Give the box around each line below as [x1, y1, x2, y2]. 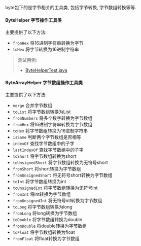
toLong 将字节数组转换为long [12, 204, 73, 210]
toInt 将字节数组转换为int [12, 179, 66, 185]
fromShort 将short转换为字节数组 [12, 166, 81, 172]
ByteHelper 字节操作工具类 [5, 17, 62, 23]
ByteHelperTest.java [25, 67, 67, 74]
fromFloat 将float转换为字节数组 [12, 235, 80, 242]
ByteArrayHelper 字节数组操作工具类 [5, 79, 83, 85]
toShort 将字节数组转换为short [12, 153, 77, 159]
